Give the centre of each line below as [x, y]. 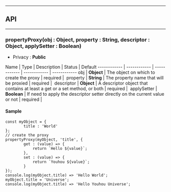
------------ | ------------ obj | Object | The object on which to [89, 72]
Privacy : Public [29, 57]
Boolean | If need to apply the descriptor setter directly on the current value [85, 94]
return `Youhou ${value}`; [61, 162]
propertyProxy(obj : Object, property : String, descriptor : [78, 40]
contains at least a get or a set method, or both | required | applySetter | [81, 89]
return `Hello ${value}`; [60, 149]
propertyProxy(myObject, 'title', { [44, 140]
